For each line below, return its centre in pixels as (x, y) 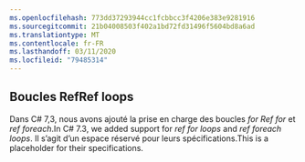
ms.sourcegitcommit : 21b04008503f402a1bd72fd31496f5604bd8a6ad (132, 26)
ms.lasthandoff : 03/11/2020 (63, 52)
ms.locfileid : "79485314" (58, 60)
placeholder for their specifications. (77, 147)
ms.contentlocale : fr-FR (57, 43)
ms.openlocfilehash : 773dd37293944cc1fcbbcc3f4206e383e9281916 (132, 18)
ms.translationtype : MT (55, 35)
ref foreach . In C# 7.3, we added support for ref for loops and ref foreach (146, 128)
